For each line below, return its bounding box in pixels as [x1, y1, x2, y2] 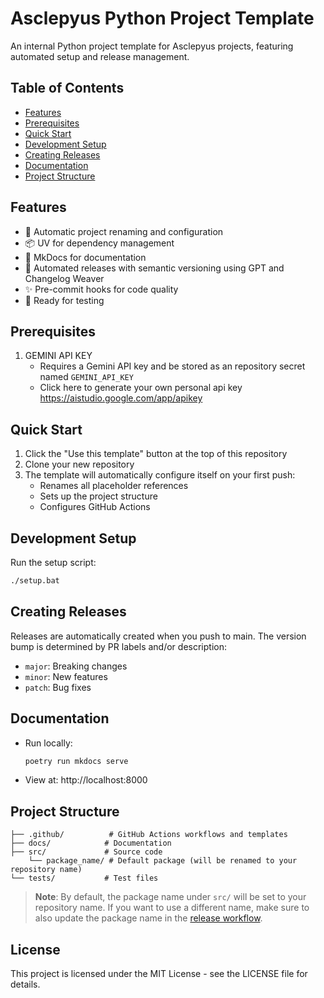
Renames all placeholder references [39, 480, 189, 492]
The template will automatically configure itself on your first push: [24, 469, 296, 481]
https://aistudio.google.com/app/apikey [39, 392, 203, 404]
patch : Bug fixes [24, 681, 92, 693]
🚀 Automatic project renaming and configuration [24, 225, 224, 237]
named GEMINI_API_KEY [39, 371, 134, 383]
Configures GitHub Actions [39, 501, 151, 513]
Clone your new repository [24, 458, 135, 471]
